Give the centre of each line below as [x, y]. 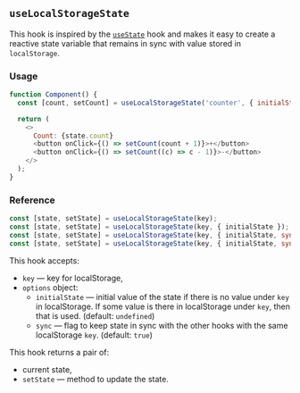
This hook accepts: [45, 260]
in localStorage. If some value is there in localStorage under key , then [163, 306]
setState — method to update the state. [96, 379]
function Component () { [54, 95]
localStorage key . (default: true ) [94, 335]
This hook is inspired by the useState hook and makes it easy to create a [142, 34]
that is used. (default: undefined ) [95, 315]
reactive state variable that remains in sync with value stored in [125, 43]
